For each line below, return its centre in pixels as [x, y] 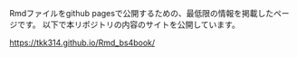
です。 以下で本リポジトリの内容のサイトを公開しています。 [128, 24]
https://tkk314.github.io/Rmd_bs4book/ [82, 43]
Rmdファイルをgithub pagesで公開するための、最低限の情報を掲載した [142, 13]
